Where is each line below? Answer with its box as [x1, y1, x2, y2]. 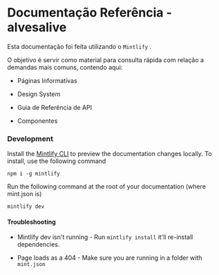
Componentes [17, 116, 58, 125]
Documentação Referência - [7, 5, 173, 21]
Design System [17, 90, 61, 98]
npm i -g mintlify [7, 171, 60, 178]
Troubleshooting [7, 218, 57, 226]
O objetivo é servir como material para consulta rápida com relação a [7, 55, 204, 64]
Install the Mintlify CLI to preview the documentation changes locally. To [7, 150, 212, 158]
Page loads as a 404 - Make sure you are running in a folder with [17, 254, 202, 262]
